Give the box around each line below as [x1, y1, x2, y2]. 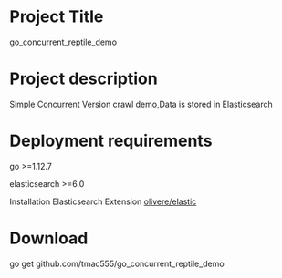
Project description [9, 68, 158, 89]
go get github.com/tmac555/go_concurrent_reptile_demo [9, 258, 225, 269]
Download [9, 228, 89, 248]
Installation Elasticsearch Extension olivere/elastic [9, 196, 197, 207]
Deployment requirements [9, 130, 213, 151]
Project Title [9, 6, 104, 27]
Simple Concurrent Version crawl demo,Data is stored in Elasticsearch [9, 98, 274, 109]
